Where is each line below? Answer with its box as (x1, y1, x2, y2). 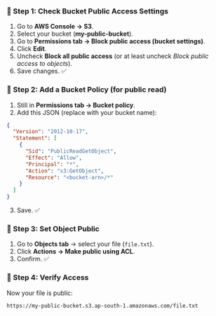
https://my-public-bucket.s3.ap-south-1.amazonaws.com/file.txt (6, 302, 198, 309)
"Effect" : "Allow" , (25, 154, 82, 161)
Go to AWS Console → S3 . (16, 22, 94, 31)
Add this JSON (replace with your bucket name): (16, 108, 157, 116)
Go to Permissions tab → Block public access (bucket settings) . (16, 37, 205, 46)
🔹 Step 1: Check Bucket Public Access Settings (6, 6, 169, 16)
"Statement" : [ (13, 135, 58, 142)
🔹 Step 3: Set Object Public (6, 224, 100, 234)
